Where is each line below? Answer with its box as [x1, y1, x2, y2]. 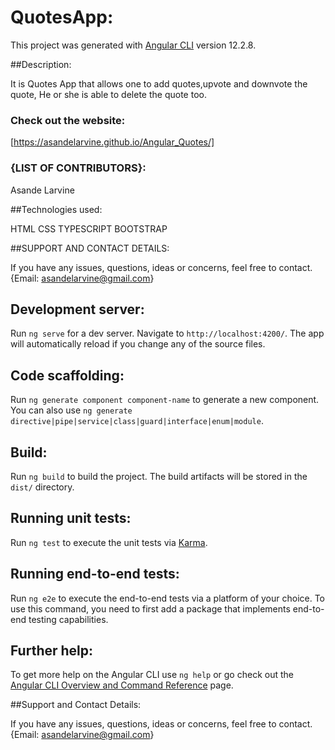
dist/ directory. [10, 481, 75, 493]
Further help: [10, 642, 94, 659]
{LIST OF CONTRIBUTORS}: [10, 161, 147, 175]
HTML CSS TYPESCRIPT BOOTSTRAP [10, 222, 168, 235]
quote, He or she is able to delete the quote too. [10, 88, 207, 100]
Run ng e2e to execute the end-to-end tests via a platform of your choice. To [10, 592, 326, 604]
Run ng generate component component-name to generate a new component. [10, 394, 320, 406]
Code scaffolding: [10, 367, 125, 384]
